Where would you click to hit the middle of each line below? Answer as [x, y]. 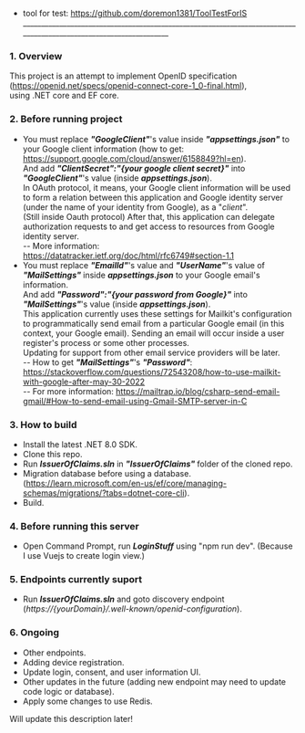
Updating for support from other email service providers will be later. [151, 352]
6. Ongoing [35, 633]
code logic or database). [69, 691]
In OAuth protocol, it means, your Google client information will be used [157, 187]
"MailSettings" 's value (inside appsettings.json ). [117, 304]
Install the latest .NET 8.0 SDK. [80, 444]
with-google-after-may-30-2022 [84, 382]
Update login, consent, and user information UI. [112, 672]
